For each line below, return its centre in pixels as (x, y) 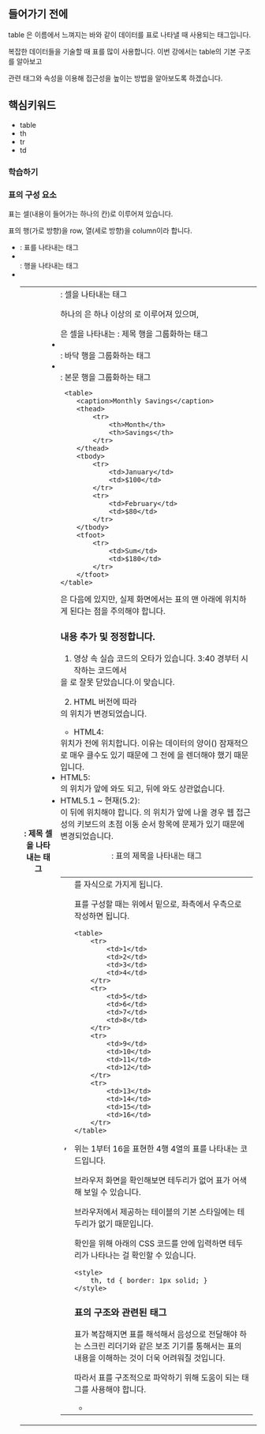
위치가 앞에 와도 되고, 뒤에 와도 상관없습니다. (147, 788)
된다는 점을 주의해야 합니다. (118, 611)
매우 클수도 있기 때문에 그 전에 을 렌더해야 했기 (151, 754)
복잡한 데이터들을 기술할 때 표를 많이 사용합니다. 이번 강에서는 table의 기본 (122, 51)
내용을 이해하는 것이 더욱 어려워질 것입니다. (149, 1358)
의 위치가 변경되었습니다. (104, 713)
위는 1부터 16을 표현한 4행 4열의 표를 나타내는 (156, 1149)
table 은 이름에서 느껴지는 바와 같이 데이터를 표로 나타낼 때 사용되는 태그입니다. (130, 35)
